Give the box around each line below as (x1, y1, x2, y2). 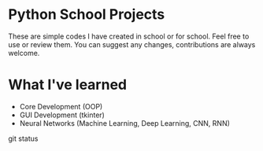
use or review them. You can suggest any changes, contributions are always (8, 39, 256, 49)
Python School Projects (8, 6, 165, 24)
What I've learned (8, 76, 128, 94)
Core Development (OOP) (19, 101, 103, 111)
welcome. (8, 48, 40, 57)
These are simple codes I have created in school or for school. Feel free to (8, 31, 250, 41)
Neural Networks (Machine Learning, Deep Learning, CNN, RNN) (19, 118, 231, 127)
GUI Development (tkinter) (19, 110, 105, 120)
